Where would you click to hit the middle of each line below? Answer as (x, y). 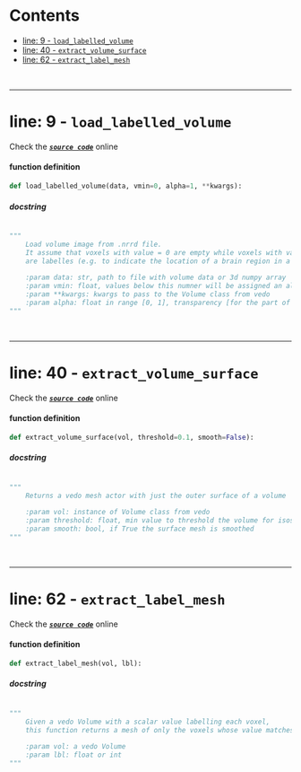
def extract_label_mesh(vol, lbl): (76, 663)
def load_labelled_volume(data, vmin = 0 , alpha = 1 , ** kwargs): (126, 186)
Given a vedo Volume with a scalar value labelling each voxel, (148, 722)
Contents (45, 16)
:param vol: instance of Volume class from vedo (118, 513)
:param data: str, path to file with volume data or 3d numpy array (156, 278)
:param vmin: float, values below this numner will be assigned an (154, 286)
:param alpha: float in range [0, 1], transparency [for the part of (158, 303)
